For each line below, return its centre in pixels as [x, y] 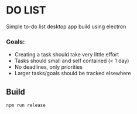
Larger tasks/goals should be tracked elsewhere [73, 73]
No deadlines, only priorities [49, 67]
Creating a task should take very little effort [67, 55]
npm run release [26, 105]
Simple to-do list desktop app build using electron [66, 26]
